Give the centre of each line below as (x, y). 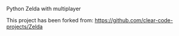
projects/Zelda (25, 27)
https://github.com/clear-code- (134, 20)
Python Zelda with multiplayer (44, 9)
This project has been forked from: (50, 20)
